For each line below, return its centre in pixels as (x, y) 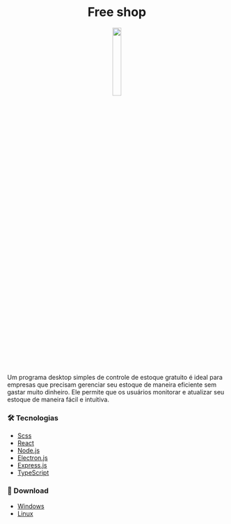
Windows (31, 506)
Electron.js (32, 458)
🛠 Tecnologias (33, 417)
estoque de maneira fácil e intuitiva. (58, 399)
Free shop (117, 12)
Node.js (29, 451)
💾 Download (28, 491)
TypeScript (33, 473)
